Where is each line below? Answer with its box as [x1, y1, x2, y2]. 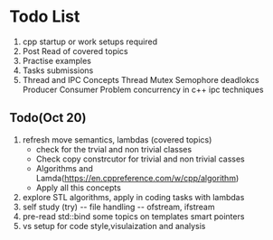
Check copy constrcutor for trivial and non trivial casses [35, 153, 246, 164]
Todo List [9, 6, 80, 27]
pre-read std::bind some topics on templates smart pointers [22, 210, 245, 222]
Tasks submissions [22, 65, 94, 76]
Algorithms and [35, 162, 93, 173]
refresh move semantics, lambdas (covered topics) [22, 134, 212, 145]
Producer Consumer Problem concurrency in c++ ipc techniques [22, 84, 264, 95]
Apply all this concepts [35, 182, 122, 193]
